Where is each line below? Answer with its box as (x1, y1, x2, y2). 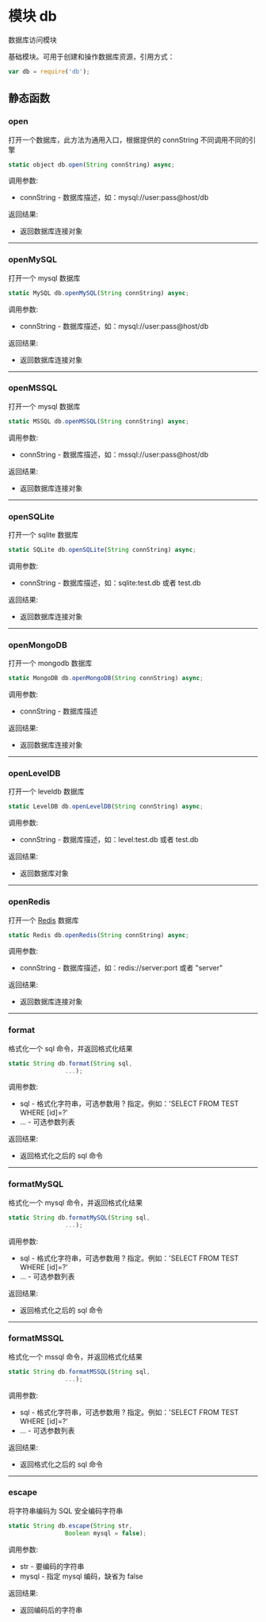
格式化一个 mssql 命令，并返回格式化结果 (8, 1352, 142, 1361)
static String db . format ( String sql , (8, 1059, 133, 1067)
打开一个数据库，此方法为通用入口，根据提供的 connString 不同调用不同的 (8, 135, 249, 144)
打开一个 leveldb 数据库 (8, 786, 85, 797)
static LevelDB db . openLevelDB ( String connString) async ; (8, 802, 203, 811)
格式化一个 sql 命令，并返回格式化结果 (8, 1043, 133, 1053)
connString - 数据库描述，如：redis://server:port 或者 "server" (19, 963, 223, 973)
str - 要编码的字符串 (19, 1561, 85, 1570)
